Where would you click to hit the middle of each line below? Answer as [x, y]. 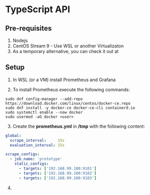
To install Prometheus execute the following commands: [71, 89]
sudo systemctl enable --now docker [44, 112]
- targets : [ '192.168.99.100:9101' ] [57, 169]
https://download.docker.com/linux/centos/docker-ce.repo [68, 103]
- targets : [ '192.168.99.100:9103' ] [57, 178]
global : [13, 136]
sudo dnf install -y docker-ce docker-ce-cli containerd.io [70, 108]
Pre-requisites [28, 28]
